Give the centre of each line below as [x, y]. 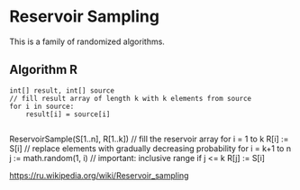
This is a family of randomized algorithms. [87, 41]
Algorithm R [44, 70]
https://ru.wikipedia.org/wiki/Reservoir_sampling [99, 175]
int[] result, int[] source [62, 90]
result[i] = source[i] [68, 114]
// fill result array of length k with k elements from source [131, 98]
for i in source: [42, 106]
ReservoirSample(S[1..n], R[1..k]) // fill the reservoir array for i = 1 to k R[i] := [149, 139]
